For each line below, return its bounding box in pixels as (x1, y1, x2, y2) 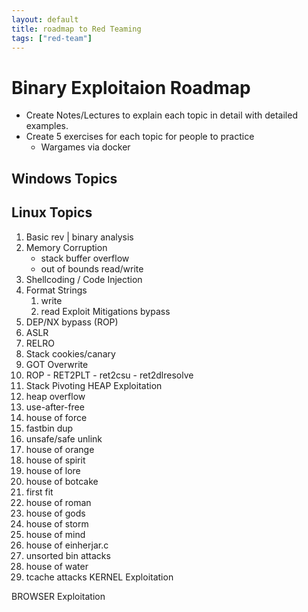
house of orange (25, 443, 95, 455)
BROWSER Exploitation (11, 590, 106, 602)
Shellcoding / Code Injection (25, 273, 143, 285)
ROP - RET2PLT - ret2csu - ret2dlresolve (25, 369, 194, 381)
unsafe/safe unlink (25, 432, 103, 445)
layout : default (11, 14, 79, 25)
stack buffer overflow (40, 252, 130, 264)
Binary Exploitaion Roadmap (11, 76, 251, 99)
